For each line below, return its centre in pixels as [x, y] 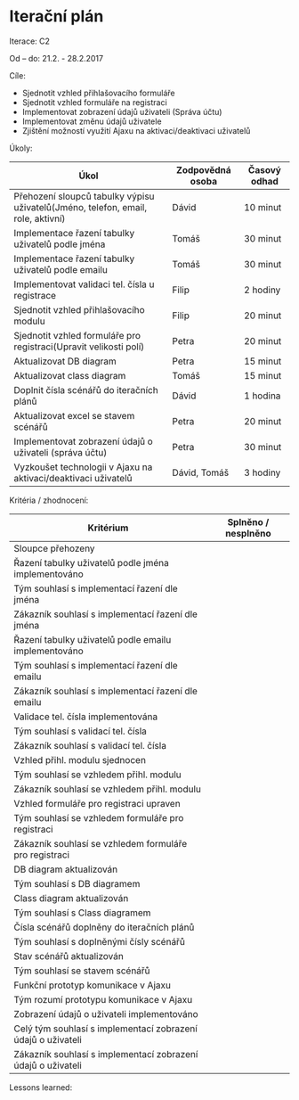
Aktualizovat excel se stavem [74, 415]
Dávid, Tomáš [201, 472]
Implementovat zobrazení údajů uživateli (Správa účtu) [122, 111]
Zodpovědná [204, 169]
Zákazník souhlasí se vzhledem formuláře [101, 843]
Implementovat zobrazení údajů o [83, 441]
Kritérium [108, 528]
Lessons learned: [41, 1087]
